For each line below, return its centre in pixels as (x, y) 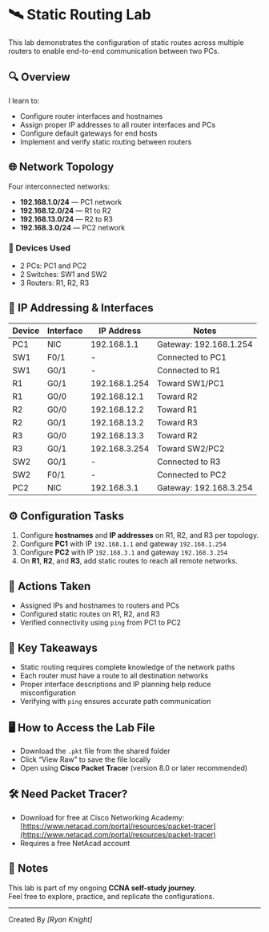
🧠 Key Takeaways (53, 647)
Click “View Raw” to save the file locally (85, 759)
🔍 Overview (39, 77)
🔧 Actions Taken (50, 586)
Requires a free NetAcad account (75, 843)
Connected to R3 (189, 462)
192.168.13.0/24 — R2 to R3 (66, 219)
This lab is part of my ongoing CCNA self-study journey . (102, 888)
